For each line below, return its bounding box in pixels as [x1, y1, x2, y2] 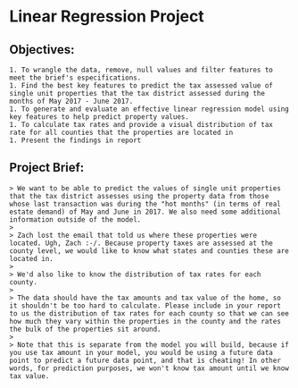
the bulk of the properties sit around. [9, 325, 162, 333]
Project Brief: [9, 160, 85, 175]
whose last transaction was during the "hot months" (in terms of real [9, 199, 281, 208]
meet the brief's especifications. [9, 73, 142, 82]
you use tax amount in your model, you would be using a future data [9, 348, 274, 357]
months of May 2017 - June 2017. [9, 97, 134, 105]
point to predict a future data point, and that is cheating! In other [9, 356, 281, 365]
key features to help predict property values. [9, 113, 190, 122]
